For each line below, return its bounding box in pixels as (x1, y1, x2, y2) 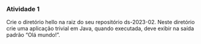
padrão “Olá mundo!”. (6, 31, 61, 39)
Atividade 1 (6, 5, 40, 13)
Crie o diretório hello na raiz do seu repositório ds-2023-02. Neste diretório (6, 19, 196, 26)
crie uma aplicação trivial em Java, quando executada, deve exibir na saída (6, 25, 194, 32)
